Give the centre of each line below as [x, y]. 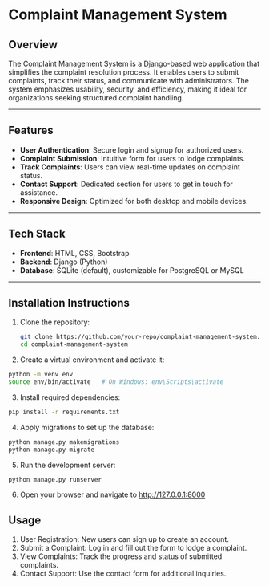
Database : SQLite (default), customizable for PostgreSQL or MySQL [132, 270]
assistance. [39, 192]
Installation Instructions [69, 303]
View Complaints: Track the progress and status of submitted [121, 556]
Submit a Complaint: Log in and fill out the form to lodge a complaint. [133, 548]
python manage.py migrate [51, 450]
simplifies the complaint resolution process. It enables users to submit [124, 72]
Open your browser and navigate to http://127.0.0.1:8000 [112, 494]
